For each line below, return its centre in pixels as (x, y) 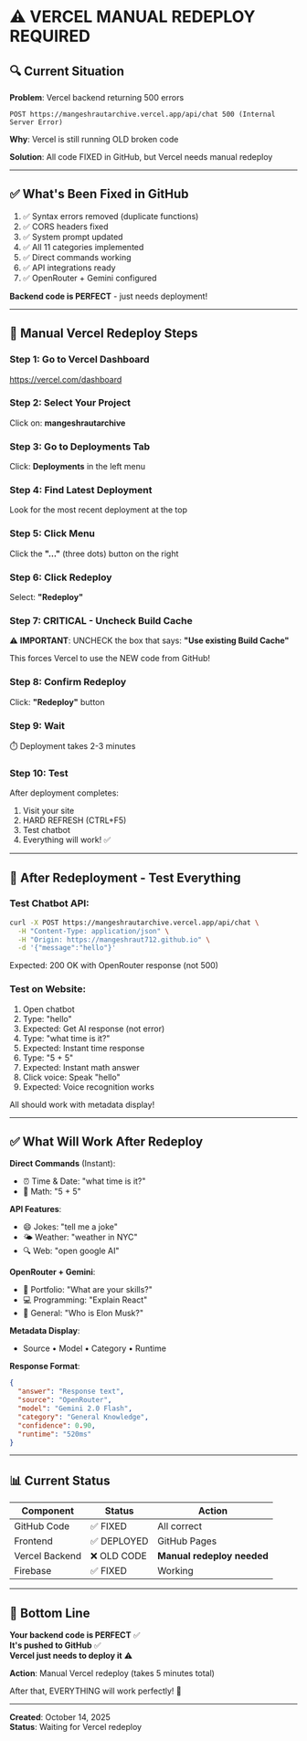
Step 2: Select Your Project (70, 403)
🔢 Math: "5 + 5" (52, 1192)
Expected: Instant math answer (81, 1067)
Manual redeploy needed (213, 1556)
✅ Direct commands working (77, 257)
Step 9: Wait (37, 725)
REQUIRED (50, 36)
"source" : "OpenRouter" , (65, 1400)
